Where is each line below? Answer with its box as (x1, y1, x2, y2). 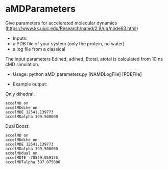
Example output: (12, 81, 47, 87)
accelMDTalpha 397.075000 (5, 159, 60, 164)
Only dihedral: (5, 91, 35, 97)
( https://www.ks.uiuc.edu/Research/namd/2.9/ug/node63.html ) (5, 25, 138, 31)
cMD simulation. (5, 61, 39, 67)
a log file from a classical (12, 46, 65, 52)
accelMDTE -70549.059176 (5, 155, 58, 160)
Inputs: (12, 35, 28, 41)
